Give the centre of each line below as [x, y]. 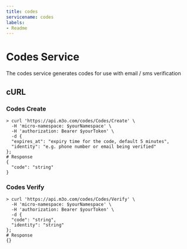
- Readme [17, 28]
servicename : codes [30, 17]
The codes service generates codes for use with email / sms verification [93, 74]
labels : [16, 22]
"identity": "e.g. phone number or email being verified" [84, 147]
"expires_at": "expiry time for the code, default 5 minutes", [90, 141]
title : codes [22, 11]
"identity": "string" [38, 225]
